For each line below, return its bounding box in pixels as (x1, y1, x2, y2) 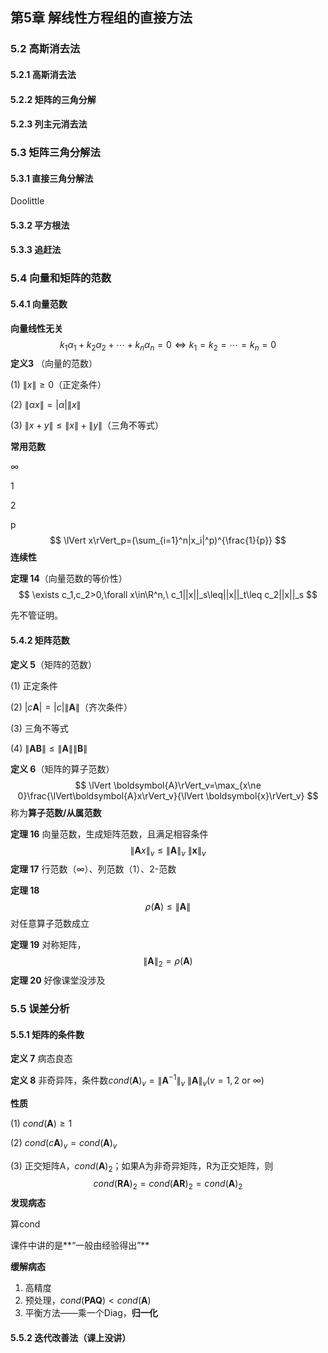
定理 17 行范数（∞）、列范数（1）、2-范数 (10, 863, 177, 875)
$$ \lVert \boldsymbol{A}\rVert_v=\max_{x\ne (74, 779, 262, 791)
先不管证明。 (10, 609, 63, 622)
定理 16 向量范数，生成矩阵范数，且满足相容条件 (10, 828, 209, 840)
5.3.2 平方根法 (10, 219, 70, 231)
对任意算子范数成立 (10, 918, 90, 930)
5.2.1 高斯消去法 (10, 68, 77, 80)
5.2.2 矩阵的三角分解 (10, 93, 97, 105)
